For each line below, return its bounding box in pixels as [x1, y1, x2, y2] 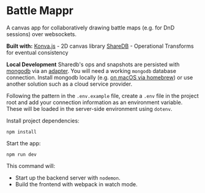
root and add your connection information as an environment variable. [6, 99, 183, 106]
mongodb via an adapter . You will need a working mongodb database [6, 67, 176, 74]
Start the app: [6, 139, 41, 147]
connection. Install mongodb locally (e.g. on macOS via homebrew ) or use [6, 74, 193, 81]
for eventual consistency [6, 48, 69, 56]
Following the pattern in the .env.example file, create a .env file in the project [6, 92, 199, 99]
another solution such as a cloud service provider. [6, 80, 133, 88]
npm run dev [6, 151, 37, 157]
